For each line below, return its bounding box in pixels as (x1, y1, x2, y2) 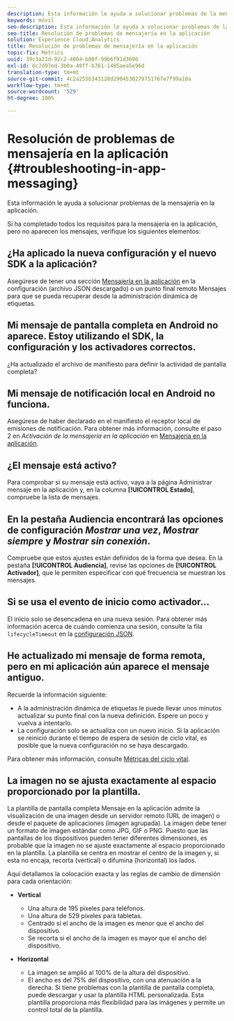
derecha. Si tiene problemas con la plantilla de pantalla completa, (27, 983, 215, 992)
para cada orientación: (7, 877, 72, 885)
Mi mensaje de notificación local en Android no (7, 387, 216, 399)
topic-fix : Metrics (7, 50, 64, 57)
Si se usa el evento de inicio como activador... (7, 596, 210, 608)
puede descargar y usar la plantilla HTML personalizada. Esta (27, 991, 204, 999)
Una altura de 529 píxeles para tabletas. (27, 912, 143, 920)
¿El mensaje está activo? (7, 459, 117, 471)
